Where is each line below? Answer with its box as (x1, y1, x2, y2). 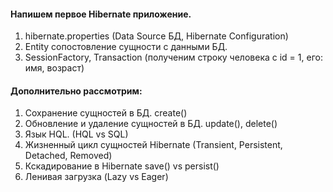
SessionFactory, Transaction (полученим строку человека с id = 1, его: (24, 51, 323, 64)
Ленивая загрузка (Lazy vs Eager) (24, 171, 169, 183)
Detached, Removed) (24, 150, 113, 162)
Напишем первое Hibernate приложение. (10, 8, 192, 20)
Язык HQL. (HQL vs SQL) (24, 128, 129, 140)
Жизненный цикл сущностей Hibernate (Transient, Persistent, (24, 139, 283, 151)
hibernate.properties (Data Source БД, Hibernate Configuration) (24, 30, 289, 42)
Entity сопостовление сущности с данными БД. (24, 41, 228, 53)
